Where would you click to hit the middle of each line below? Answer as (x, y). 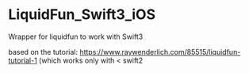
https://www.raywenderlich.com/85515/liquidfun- (160, 52)
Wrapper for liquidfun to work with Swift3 (76, 36)
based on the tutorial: (43, 52)
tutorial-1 (23, 60)
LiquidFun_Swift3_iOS (82, 15)
